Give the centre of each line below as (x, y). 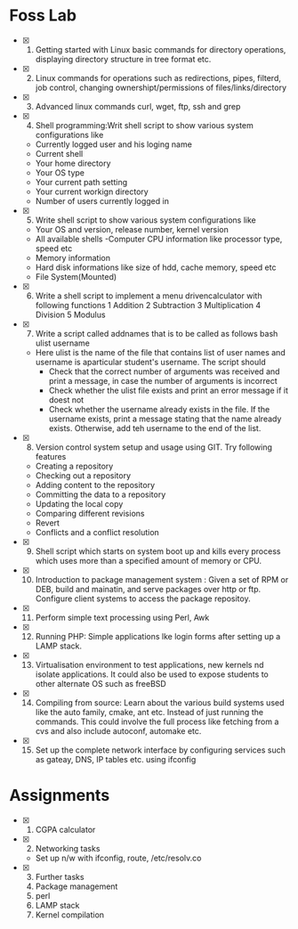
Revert (48, 523)
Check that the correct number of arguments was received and (164, 371)
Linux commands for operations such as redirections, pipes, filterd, (158, 77)
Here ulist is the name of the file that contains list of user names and (161, 352)
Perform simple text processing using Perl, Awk (122, 617)
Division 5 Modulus (70, 314)
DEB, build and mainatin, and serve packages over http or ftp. (148, 589)
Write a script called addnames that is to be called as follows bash (157, 333)
